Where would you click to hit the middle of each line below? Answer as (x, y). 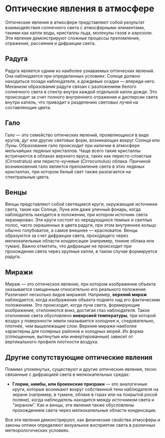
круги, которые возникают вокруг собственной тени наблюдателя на (85, 389)
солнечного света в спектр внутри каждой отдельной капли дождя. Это (81, 91)
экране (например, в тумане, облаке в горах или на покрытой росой (85, 395)
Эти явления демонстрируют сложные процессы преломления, (73, 38)
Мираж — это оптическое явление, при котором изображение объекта (81, 284)
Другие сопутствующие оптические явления (79, 357)
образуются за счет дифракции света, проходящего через (67, 236)
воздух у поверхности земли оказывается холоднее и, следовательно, (80, 321)
